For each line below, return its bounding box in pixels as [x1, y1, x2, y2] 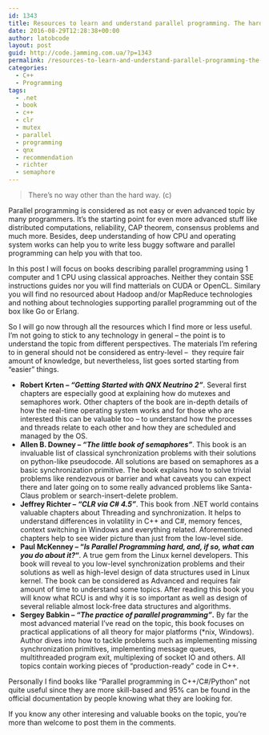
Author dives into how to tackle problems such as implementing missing [19, 636, 258, 645]
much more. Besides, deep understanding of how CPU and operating [8, 232, 236, 240]
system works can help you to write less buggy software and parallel [8, 240, 235, 249]
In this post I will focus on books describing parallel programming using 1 [8, 264, 249, 273]
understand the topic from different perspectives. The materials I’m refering [8, 339, 258, 349]
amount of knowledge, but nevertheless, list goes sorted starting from [8, 356, 239, 365]
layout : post [8, 42, 52, 50]
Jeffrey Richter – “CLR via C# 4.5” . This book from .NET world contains [19, 499, 259, 509]
